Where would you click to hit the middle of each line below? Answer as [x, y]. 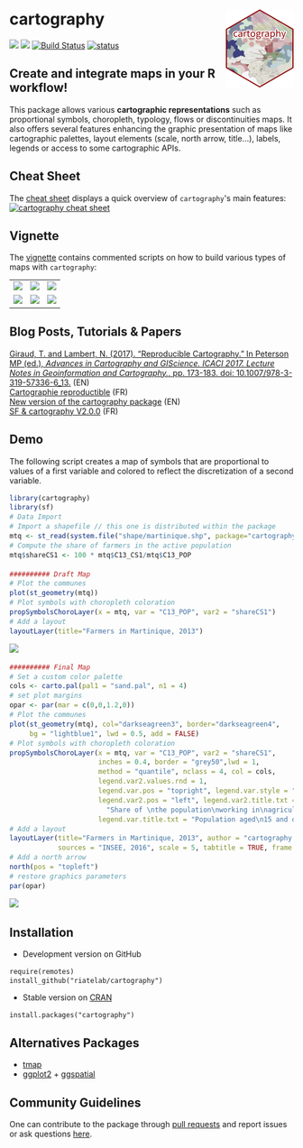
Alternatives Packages [74, 1043]
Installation [41, 933]
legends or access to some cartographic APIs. [95, 148]
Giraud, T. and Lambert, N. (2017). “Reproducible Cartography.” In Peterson [149, 354]
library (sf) [32, 508]
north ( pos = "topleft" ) [54, 867]
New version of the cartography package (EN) [95, 401]
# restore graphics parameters [68, 876]
